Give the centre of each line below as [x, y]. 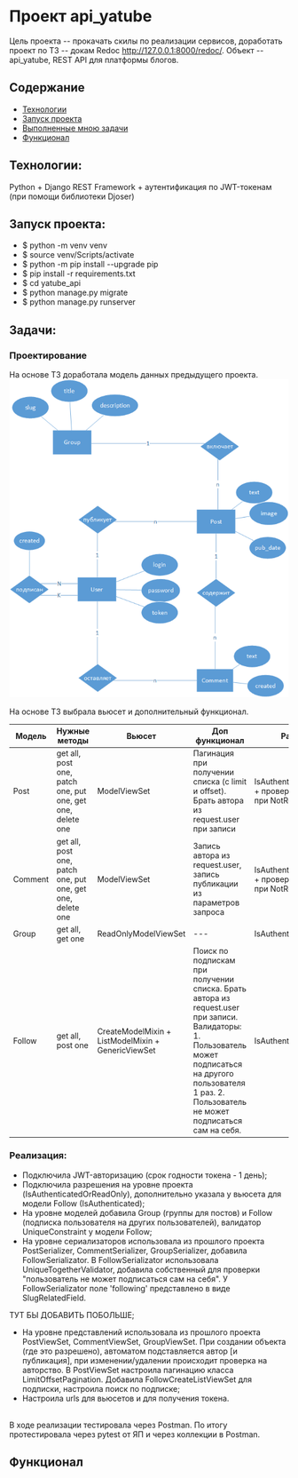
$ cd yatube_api [51, 283]
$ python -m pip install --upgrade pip [90, 265]
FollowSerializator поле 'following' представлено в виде [126, 1288]
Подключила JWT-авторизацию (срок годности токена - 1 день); [145, 1175]
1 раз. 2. [209, 1093]
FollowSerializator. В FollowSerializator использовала [120, 1259]
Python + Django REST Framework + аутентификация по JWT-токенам [141, 187]
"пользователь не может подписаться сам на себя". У [125, 1279]
